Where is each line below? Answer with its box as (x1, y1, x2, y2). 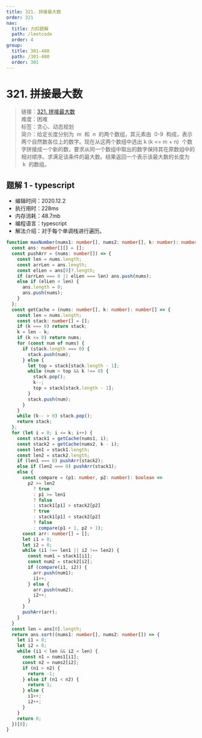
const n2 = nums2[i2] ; (22, 659, 79, 666)
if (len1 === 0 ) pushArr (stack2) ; (17, 458, 103, 464)
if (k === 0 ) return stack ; (17, 324, 87, 330)
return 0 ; (17, 715, 42, 722)
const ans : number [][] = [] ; (11, 245, 85, 251)
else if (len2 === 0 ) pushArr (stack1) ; (17, 463, 117, 470)
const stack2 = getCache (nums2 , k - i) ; (17, 441, 120, 447)
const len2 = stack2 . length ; (17, 452, 90, 458)
